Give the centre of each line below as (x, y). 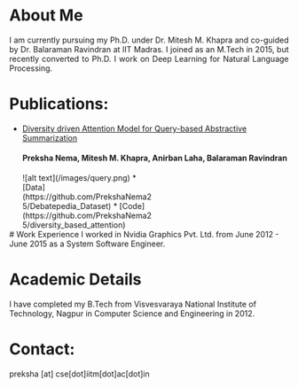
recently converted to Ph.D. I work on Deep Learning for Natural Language (149, 58)
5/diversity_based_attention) (74, 225)
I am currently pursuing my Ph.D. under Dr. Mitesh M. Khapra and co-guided (149, 40)
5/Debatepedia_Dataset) (67, 206)
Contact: (42, 349)
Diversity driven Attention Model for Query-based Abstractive (134, 128)
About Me (46, 16)
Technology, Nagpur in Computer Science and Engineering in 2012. (132, 314)
